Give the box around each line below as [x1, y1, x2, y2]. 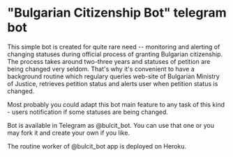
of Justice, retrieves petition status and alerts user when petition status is [7, 79, 218, 88]
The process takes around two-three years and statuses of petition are [7, 57, 211, 65]
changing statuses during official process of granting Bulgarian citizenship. [7, 50, 223, 58]
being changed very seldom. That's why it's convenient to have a [7, 65, 195, 73]
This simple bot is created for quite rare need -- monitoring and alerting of [7, 42, 220, 51]
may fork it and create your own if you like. [7, 129, 130, 137]
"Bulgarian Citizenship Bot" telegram [7, 5, 227, 21]
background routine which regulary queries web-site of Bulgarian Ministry [7, 72, 220, 81]
